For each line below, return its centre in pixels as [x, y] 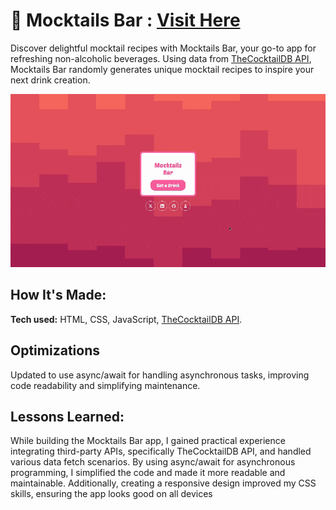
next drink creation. [50, 80]
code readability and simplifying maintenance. [105, 385]
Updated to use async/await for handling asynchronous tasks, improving [160, 375]
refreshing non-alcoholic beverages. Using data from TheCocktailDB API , [161, 58]
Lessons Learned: [67, 416]
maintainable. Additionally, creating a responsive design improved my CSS [163, 483]
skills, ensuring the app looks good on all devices [111, 494]
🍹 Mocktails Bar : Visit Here [125, 20]
